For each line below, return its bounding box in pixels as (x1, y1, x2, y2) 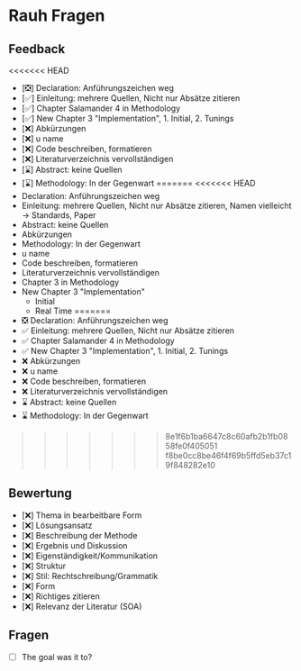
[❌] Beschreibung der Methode (21, 530, 138, 540)
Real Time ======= (34, 305, 112, 316)
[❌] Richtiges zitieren (21, 591, 101, 602)
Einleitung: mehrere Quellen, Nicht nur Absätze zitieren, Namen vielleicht (21, 200, 292, 211)
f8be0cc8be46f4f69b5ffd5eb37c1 (165, 450, 292, 460)
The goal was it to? (21, 651, 93, 662)
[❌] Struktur (21, 560, 67, 571)
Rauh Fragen (8, 5, 105, 26)
